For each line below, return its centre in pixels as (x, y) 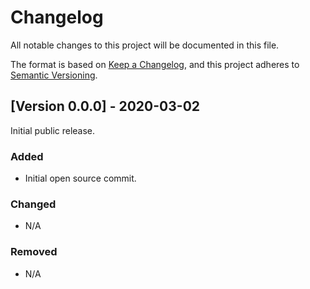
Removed (34, 252)
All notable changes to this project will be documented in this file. (145, 45)
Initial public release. (53, 130)
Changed (33, 204)
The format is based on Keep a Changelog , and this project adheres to (155, 64)
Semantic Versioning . (54, 75)
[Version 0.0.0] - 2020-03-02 (105, 106)
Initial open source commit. (80, 178)
